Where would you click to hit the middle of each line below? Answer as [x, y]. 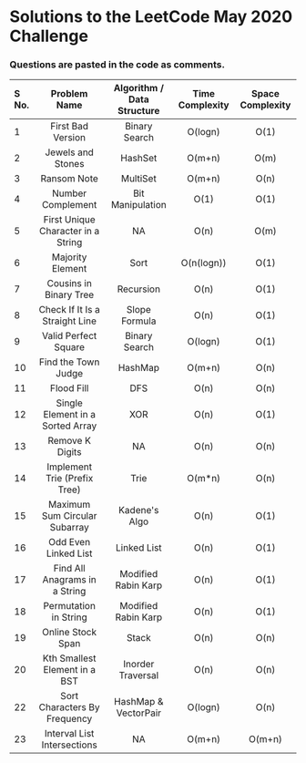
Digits [69, 452]
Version [70, 138]
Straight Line [70, 321]
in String [70, 617]
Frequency [70, 719]
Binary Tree [69, 295]
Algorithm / [138, 88]
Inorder [138, 665]
